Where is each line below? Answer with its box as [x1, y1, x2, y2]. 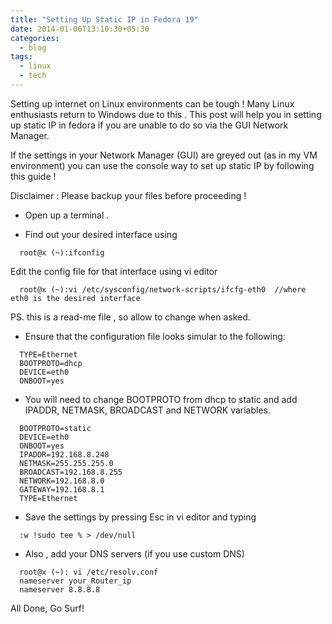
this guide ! [10, 170, 57, 182]
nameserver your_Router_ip [19, 576, 132, 586]
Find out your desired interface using [24, 228, 178, 240]
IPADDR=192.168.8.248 [19, 449, 110, 460]
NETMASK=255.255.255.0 [19, 458, 114, 468]
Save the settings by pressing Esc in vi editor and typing [24, 511, 257, 523]
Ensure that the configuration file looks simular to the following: [24, 330, 286, 342]
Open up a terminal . [24, 209, 110, 221]
